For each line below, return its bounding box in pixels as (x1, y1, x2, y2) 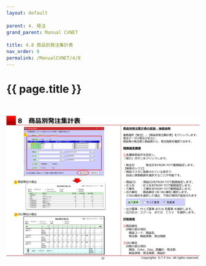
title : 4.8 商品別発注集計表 (6, 42, 74, 48)
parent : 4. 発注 (6, 23, 46, 29)
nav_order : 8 (6, 49, 40, 55)
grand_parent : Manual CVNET (6, 29, 78, 35)
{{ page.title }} (6, 82, 82, 96)
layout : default (6, 10, 48, 16)
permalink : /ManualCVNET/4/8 (6, 55, 81, 61)
